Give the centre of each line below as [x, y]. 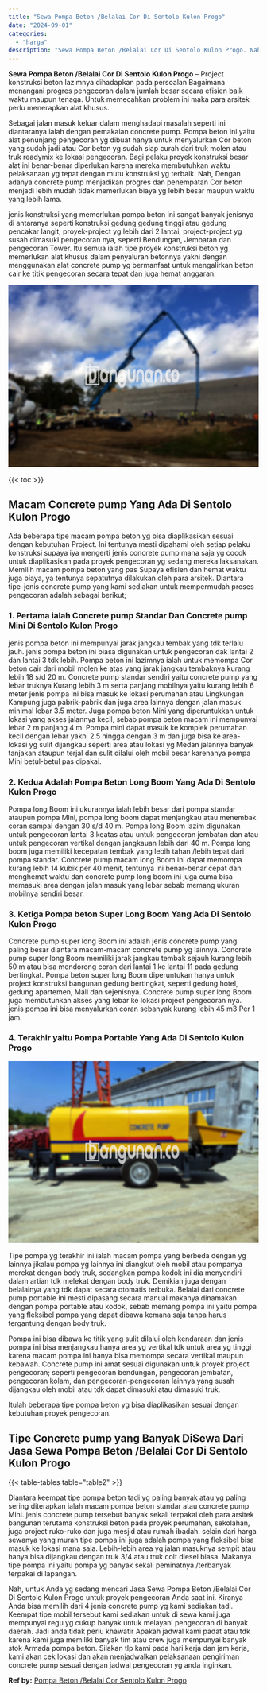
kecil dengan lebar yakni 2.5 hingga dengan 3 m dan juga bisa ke [114, 736]
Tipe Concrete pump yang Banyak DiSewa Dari [126, 1438]
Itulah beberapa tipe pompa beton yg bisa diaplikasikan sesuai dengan [124, 1405]
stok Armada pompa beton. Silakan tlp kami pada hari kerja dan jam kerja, [129, 1648]
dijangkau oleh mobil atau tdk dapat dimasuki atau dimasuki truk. [114, 1389]
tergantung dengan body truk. [57, 1323]
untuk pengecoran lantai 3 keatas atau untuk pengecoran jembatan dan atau [133, 835]
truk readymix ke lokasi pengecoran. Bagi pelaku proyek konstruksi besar [128, 157]
